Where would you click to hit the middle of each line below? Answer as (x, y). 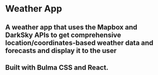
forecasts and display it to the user (61, 50)
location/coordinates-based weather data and (80, 43)
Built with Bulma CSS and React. (57, 67)
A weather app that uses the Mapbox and (71, 27)
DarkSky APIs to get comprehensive (63, 35)
